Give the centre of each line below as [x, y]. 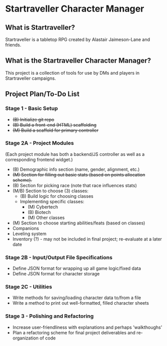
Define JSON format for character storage [56, 274]
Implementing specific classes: [52, 201]
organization [25, 338]
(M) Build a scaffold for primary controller [56, 130]
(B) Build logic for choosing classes [57, 196]
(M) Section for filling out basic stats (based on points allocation [79, 175]
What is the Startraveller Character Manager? [78, 61]
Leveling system [29, 234]
